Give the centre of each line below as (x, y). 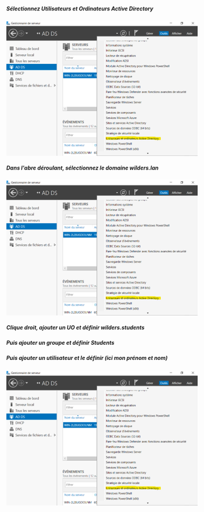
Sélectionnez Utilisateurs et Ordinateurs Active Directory (80, 9)
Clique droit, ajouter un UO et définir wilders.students (75, 327)
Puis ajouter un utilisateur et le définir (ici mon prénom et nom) (87, 358)
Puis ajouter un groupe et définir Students (60, 342)
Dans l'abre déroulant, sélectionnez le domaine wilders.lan (83, 168)
